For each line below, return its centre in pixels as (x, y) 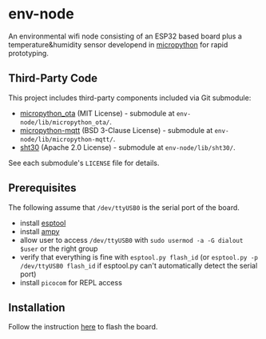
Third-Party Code (53, 78)
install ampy (40, 231)
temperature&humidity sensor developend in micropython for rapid (118, 44)
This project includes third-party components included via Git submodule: (130, 98)
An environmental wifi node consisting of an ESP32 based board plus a (125, 36)
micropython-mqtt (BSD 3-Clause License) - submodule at (116, 130)
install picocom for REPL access (71, 282)
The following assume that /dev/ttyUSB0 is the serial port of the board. (124, 207)
